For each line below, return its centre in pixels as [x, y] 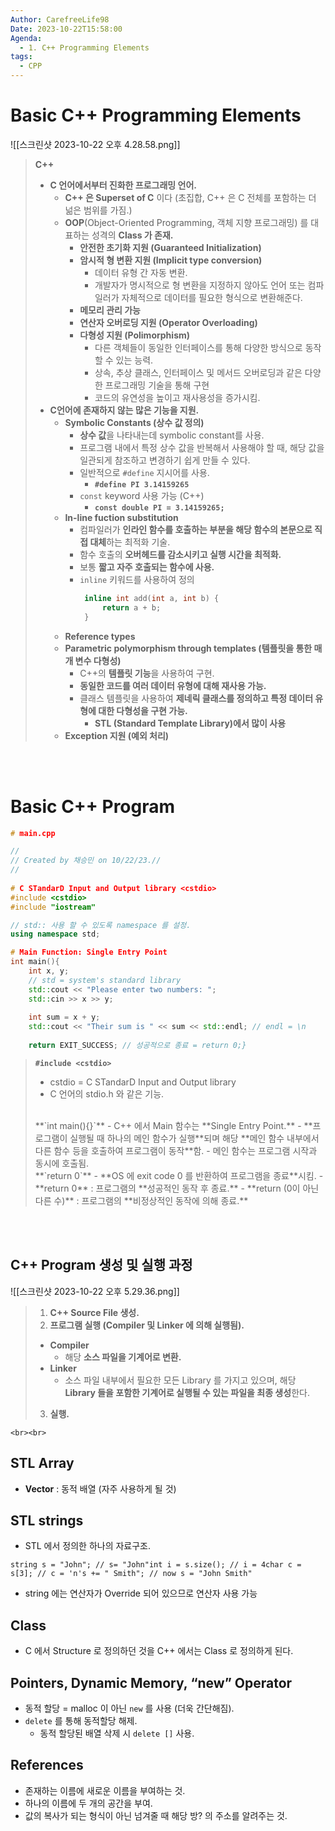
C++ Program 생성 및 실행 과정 [101, 1265]
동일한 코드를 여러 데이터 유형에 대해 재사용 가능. [173, 685]
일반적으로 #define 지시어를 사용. [144, 472]
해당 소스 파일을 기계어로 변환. [123, 1357]
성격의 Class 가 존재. [132, 235]
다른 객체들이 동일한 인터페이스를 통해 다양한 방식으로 [198, 347]
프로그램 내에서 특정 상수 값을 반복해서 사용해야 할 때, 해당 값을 [202, 447]
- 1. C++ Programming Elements [84, 47]
